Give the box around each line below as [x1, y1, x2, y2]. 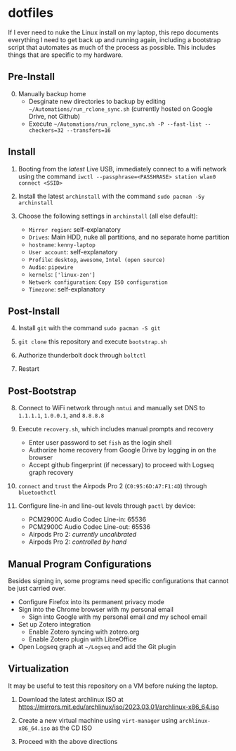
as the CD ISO [51, 724, 93, 732]
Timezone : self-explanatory [28, 285, 105, 293]
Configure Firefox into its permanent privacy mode [18, 598, 164, 606]
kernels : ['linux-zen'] [28, 270, 96, 278]
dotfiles [8, 5, 54, 21]
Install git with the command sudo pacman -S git [18, 324, 161, 332]
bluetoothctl [18, 490, 57, 497]
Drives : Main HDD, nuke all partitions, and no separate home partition [28, 233, 230, 241]
